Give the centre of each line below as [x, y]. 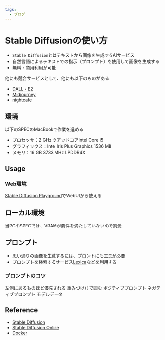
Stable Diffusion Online [36, 327]
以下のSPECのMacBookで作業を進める [44, 129]
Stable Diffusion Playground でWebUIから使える [53, 195]
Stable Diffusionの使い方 [56, 41]
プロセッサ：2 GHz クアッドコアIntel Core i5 [58, 140]
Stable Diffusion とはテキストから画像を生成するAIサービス [73, 55]
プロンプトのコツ [26, 276]
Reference [22, 310]
